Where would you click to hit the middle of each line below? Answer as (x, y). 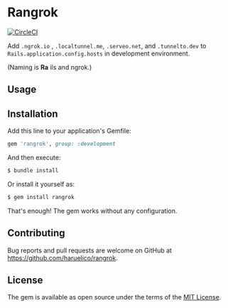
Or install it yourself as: (41, 184)
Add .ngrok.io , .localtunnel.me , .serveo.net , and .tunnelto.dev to (107, 46)
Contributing (36, 233)
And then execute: (34, 158)
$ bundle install (33, 171)
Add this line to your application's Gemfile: (69, 131)
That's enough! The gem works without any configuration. (92, 211)
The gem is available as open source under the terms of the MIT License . (114, 297)
